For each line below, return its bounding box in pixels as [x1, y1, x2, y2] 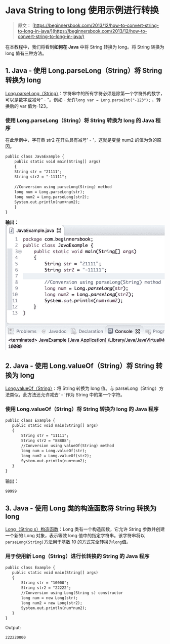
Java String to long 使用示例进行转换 [5, 5, 159, 16]
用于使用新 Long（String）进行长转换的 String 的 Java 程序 [5, 553, 150, 560]
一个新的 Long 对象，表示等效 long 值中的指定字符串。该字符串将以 [5, 533, 145, 539]
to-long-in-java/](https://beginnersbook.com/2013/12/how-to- [17, 28, 148, 34]
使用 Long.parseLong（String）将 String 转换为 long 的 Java [5, 117, 154, 124]
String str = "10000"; [21, 580, 69, 585]
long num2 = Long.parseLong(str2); [14, 194, 90, 200]
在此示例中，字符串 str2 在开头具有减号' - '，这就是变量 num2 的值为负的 [5, 137, 157, 143]
